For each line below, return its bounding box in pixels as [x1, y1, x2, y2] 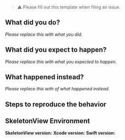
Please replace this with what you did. [5, 31, 83, 37]
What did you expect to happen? [5, 46, 107, 54]
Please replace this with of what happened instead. [5, 86, 110, 92]
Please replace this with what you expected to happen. [5, 58, 117, 64]
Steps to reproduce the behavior [5, 100, 107, 109]
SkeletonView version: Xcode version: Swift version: [5, 130, 116, 136]
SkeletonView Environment [5, 117, 90, 125]
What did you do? [5, 18, 60, 27]
